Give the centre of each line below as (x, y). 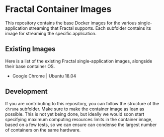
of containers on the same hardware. (43, 130)
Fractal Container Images (58, 9)
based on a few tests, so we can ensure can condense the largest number (81, 125)
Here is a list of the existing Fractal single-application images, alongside (79, 61)
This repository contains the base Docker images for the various (71, 23)
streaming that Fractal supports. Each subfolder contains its (90, 28)
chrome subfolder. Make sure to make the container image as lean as (75, 109)
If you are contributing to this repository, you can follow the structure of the (82, 103)
